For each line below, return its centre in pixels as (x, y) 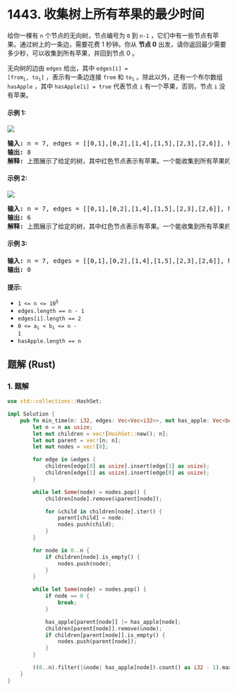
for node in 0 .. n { (61, 550)
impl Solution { (31, 414)
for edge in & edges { (65, 460)
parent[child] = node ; (91, 518)
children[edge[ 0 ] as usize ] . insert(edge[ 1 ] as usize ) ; (127, 466)
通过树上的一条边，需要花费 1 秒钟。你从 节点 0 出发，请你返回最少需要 (123, 44)
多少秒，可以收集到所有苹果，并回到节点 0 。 (73, 53)
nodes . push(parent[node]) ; (97, 642)
